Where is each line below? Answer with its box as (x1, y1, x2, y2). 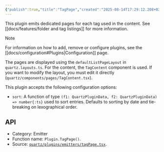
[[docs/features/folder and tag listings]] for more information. (5, 25, 128, 32)
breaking (12, 104, 30, 110)
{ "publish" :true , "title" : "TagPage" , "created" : (5, 7, 102, 12)
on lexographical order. (31, 104, 78, 110)
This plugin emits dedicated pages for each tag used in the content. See (5, 20, 150, 26)
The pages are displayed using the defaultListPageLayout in (5, 59, 127, 65)
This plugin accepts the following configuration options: (5, 84, 117, 90)
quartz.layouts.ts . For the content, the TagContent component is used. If (5, 64, 152, 70)
